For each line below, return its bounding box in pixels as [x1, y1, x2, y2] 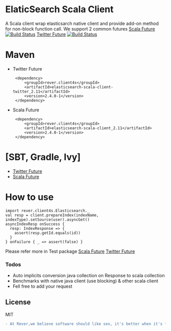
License [5, 298, 31, 307]
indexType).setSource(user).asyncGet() [5, 217, 90, 222]
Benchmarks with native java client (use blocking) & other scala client [12, 278, 159, 284]
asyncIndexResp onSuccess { [5, 221, 65, 227]
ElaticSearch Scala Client [5, 4, 114, 15]
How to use [5, 192, 54, 203]
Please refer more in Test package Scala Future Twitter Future [5, 248, 135, 254]
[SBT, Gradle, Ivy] [5, 152, 81, 163]
